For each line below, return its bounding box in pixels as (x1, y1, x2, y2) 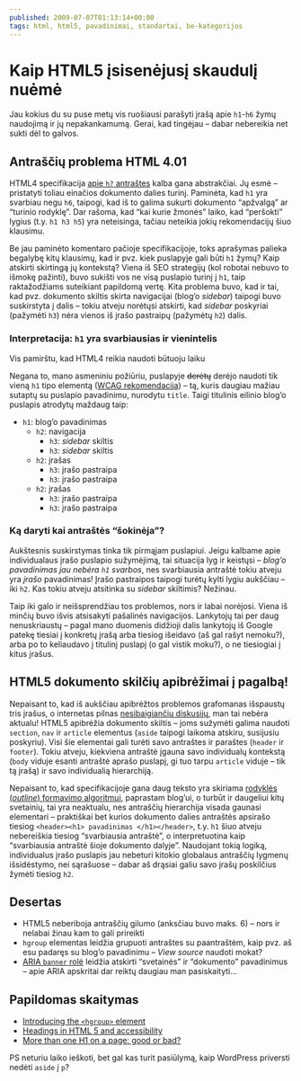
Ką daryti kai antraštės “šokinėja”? (9, 525, 164, 537)
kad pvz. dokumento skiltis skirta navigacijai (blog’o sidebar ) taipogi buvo (9, 291, 281, 302)
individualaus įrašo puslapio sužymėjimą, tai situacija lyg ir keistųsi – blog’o (9, 554, 287, 565)
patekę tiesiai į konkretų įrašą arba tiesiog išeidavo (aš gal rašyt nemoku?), (9, 629, 286, 640)
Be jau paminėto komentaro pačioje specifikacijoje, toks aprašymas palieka (9, 244, 288, 254)
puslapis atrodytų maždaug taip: (9, 399, 128, 410)
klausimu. (9, 226, 45, 236)
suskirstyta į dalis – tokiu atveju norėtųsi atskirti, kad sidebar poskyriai (9, 300, 269, 311)
